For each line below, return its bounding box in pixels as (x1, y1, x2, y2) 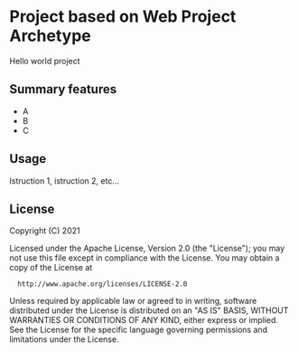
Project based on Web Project (9, 6, 237, 27)
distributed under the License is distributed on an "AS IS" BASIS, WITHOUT (9, 305, 289, 316)
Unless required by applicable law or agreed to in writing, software (9, 296, 257, 307)
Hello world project (9, 55, 80, 66)
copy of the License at (9, 262, 93, 273)
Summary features (9, 81, 117, 97)
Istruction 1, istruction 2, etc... (9, 175, 120, 186)
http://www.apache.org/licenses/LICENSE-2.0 (17, 280, 188, 289)
